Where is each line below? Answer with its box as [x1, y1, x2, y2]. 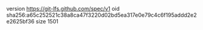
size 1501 [35, 18, 59, 25]
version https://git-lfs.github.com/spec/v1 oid [6, 5, 120, 12]
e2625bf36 [6, 18, 35, 25]
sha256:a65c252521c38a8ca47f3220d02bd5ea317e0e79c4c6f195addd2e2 [6, 11, 197, 19]
